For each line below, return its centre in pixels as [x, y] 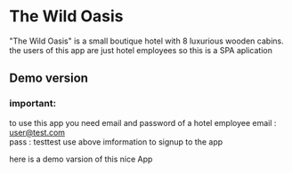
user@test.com [37, 132]
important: [32, 104]
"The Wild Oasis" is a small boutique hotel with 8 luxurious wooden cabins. [146, 41]
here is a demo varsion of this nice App [81, 159]
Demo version [49, 79]
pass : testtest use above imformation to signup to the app [116, 142]
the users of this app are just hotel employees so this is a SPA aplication [141, 50]
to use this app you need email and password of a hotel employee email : [143, 122]
